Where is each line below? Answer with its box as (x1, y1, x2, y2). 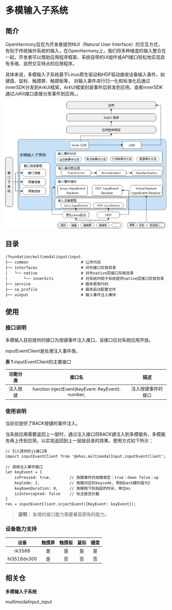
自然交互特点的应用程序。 (23, 60, 77, 67)
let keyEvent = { (5, 470, 42, 475)
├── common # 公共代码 (5, 259, 101, 265)
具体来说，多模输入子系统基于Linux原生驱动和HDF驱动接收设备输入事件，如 (5, 71, 165, 77)
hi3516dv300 (7, 556, 37, 562)
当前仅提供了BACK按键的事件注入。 (5, 420, 80, 426)
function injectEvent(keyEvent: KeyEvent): (32, 386, 121, 392)
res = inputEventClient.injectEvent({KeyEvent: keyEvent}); (5, 502, 137, 507)
